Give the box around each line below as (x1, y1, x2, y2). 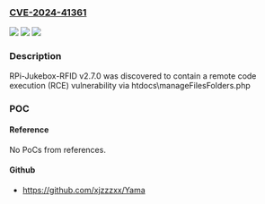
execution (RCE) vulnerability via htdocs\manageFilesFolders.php (9, 80, 251, 90)
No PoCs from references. (9, 144, 106, 155)
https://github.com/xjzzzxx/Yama (22, 184, 146, 195)
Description (9, 50, 62, 63)
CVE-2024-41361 (9, 6, 87, 19)
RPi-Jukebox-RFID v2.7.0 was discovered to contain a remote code (9, 70, 257, 81)
